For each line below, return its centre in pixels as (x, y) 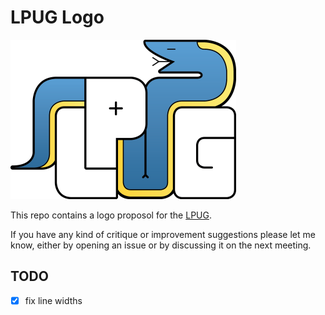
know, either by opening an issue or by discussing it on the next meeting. (161, 245)
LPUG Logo (57, 17)
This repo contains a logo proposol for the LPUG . (111, 215)
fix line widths (53, 300)
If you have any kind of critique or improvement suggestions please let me (163, 234)
